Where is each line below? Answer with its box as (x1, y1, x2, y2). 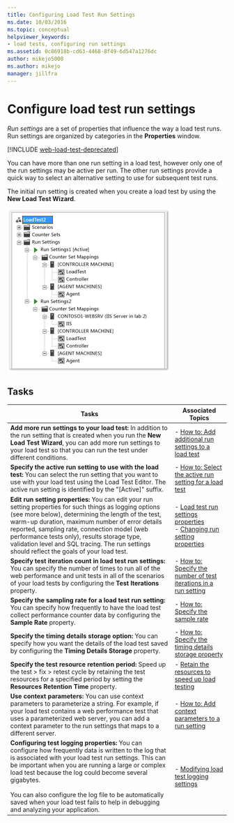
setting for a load (174, 478, 224, 487)
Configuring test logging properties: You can (10, 739, 143, 747)
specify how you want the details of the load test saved (10, 639, 169, 647)
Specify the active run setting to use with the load (10, 463, 159, 471)
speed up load (174, 674, 216, 683)
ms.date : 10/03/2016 (7, 18, 68, 26)
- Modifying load (174, 764, 224, 773)
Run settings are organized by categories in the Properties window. (7, 131, 201, 140)
